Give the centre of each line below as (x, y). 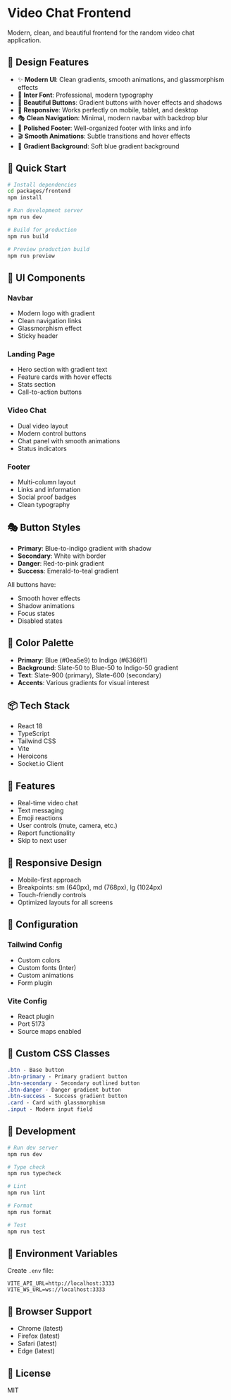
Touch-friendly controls (52, 895)
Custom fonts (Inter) (47, 967)
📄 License (29, 1373)
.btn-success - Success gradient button (68, 1096)
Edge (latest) (36, 1351)
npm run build (28, 236)
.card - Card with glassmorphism (56, 1103)
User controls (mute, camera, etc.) (67, 826)
